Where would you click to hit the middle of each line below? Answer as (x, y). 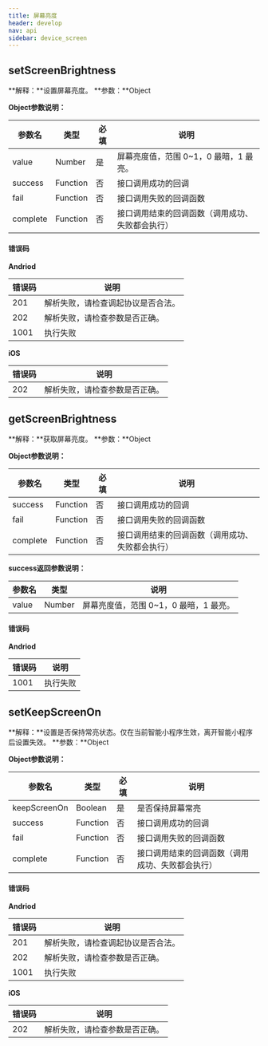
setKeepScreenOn (55, 712)
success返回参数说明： (47, 568)
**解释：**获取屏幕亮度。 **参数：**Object (80, 439)
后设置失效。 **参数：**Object (59, 742)
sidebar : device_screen (48, 38)
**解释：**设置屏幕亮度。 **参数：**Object (80, 91)
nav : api (23, 30)
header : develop (35, 23)
